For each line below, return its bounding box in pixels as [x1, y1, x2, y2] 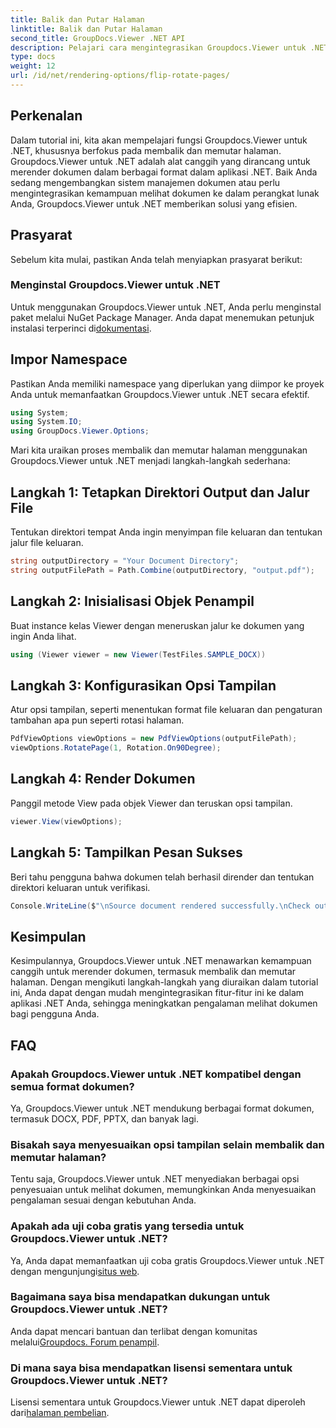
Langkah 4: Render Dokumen [10, 771, 196, 788]
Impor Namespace [10, 351, 128, 368]
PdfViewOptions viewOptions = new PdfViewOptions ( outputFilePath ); [10, 734, 298, 744]
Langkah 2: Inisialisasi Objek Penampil [10, 593, 255, 610]
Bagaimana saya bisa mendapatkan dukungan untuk [10, 1290, 271, 1304]
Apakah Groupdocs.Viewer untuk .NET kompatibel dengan [10, 1067, 302, 1081]
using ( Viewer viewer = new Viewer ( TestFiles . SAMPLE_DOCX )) [10, 649, 267, 660]
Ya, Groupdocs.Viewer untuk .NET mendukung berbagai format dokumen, [10, 1102, 315, 1114]
